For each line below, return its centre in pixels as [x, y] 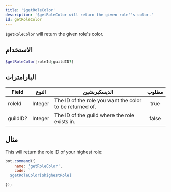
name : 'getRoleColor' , [38, 166]
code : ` [22, 171]
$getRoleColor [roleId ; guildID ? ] [39, 62]
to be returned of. [75, 106]
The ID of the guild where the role [94, 115]
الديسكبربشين [98, 92]
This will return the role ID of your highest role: [54, 152]
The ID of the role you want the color [98, 100]
